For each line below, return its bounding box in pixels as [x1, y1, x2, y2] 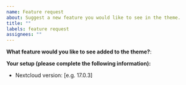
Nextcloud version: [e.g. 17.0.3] [15, 72, 93, 79]
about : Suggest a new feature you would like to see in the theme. [6, 15, 181, 21]
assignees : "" [6, 32, 43, 38]
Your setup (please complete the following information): [6, 60, 151, 67]
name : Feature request [6, 8, 64, 15]
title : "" [6, 20, 32, 26]
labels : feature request [6, 25, 69, 32]
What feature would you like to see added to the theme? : [6, 48, 152, 55]
